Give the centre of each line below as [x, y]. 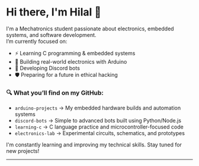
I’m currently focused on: [37, 41]
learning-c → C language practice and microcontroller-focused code [99, 127]
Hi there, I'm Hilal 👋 [54, 12]
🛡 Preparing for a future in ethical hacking [66, 74]
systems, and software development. [51, 35]
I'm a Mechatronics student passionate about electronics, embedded [90, 29]
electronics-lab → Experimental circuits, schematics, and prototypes [100, 133]
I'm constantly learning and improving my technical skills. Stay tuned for [94, 145]
